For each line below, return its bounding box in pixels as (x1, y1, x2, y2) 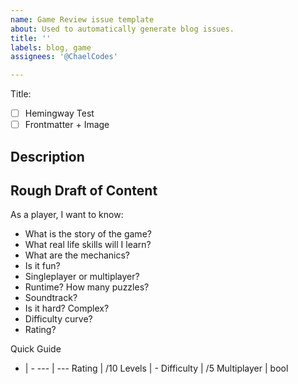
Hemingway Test (24, 107, 95, 120)
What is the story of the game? (24, 228, 152, 240)
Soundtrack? (24, 292, 78, 304)
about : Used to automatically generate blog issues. (10, 24, 235, 34)
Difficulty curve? (24, 313, 93, 325)
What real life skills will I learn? (24, 239, 152, 251)
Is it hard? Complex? (24, 302, 110, 315)
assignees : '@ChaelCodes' (10, 52, 118, 62)
